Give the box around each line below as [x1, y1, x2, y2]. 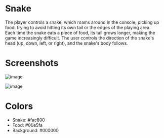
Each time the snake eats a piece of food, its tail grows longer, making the [5, 30, 156, 35]
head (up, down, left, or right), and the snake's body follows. [5, 40, 128, 46]
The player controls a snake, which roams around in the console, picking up [5, 19, 160, 25]
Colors [5, 101, 33, 112]
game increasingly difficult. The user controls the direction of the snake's [5, 35, 154, 41]
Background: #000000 [12, 127, 59, 133]
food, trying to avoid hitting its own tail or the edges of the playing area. [5, 24, 151, 30]
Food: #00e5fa [12, 122, 43, 128]
